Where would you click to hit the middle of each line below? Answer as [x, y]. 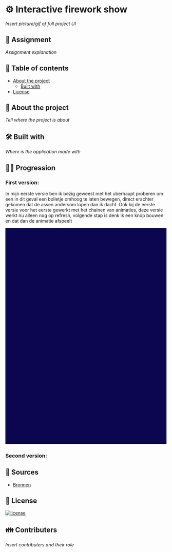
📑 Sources [22, 472]
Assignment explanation [31, 52]
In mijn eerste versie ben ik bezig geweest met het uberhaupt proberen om [84, 193]
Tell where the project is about [37, 120]
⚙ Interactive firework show [66, 9]
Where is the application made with [43, 152]
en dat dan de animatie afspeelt [39, 221]
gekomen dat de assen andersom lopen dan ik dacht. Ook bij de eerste [80, 204]
